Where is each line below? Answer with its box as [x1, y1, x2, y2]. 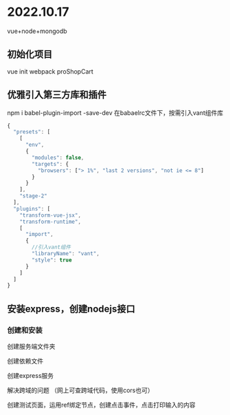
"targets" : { [32, 160, 69, 167]
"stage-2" [19, 193, 48, 200]
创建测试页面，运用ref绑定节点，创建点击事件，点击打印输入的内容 [7, 401, 196, 409]
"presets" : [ [13, 129, 51, 136]
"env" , [25, 142, 45, 149]
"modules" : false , [32, 154, 84, 161]
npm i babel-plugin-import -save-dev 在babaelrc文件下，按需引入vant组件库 [7, 108, 224, 117]
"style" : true [32, 256, 72, 264]
